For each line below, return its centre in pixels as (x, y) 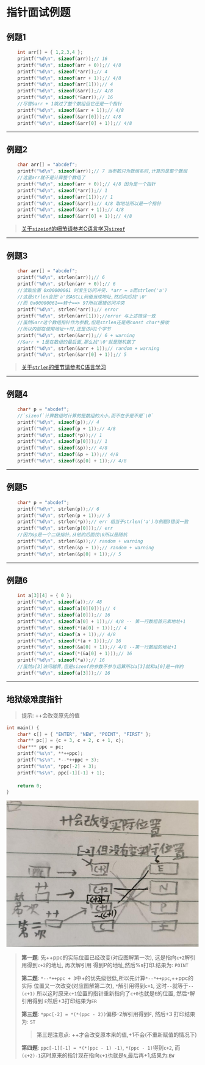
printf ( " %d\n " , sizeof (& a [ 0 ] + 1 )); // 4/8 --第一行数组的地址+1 (97, 647)
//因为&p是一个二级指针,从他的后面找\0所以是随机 (72, 535)
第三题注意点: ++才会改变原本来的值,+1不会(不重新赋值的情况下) (117, 1034)
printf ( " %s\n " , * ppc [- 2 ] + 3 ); (57, 766)
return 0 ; (30, 786)
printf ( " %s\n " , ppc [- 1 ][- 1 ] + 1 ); (61, 773)
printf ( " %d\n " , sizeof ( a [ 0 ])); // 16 (64, 615)
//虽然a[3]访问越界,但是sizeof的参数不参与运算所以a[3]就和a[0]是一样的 (101, 667)
